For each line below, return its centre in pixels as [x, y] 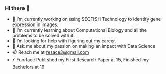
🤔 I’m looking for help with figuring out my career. [64, 41]
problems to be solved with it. [43, 36]
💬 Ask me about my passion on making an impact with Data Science [84, 46]
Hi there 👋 [17, 8]
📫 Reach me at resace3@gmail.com [51, 52]
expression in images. [35, 24]
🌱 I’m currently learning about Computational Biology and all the [79, 30]
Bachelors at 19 [28, 67]
